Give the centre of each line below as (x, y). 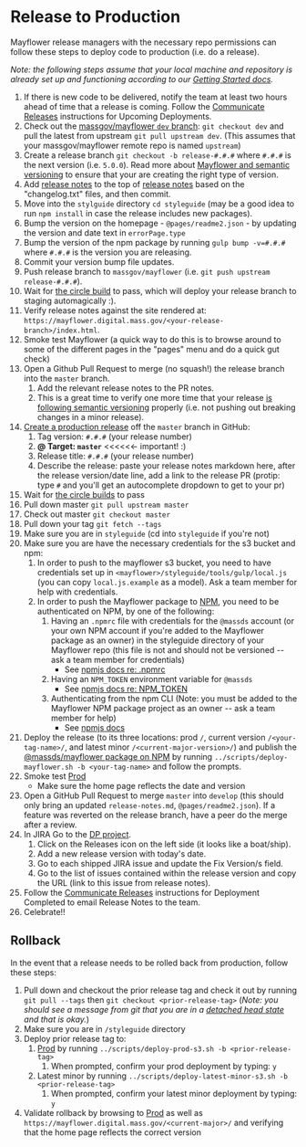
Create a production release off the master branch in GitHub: (137, 426)
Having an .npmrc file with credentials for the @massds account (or (173, 621)
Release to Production (96, 17)
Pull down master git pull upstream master (106, 504)
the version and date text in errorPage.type (104, 232)
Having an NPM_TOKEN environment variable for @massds (152, 679)
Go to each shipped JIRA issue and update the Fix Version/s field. (160, 863)
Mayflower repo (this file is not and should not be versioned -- (168, 649)
